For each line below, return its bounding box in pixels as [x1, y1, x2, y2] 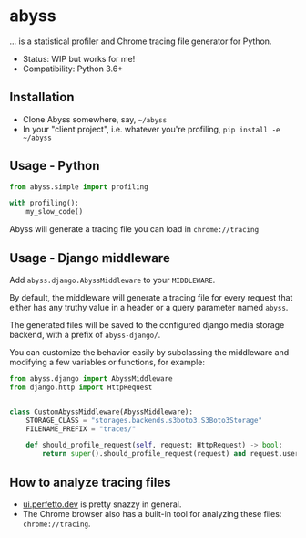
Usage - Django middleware [9, 250, 170, 266]
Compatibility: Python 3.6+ [22, 63, 124, 74]
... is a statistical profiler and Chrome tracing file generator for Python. [9, 36, 272, 47]
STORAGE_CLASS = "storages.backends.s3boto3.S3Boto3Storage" [25, 416, 262, 425]
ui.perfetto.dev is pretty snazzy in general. [22, 499, 182, 510]
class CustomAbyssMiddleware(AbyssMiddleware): [9, 407, 194, 417]
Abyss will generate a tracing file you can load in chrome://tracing [9, 224, 260, 235]
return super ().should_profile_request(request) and [42, 449, 247, 459]
